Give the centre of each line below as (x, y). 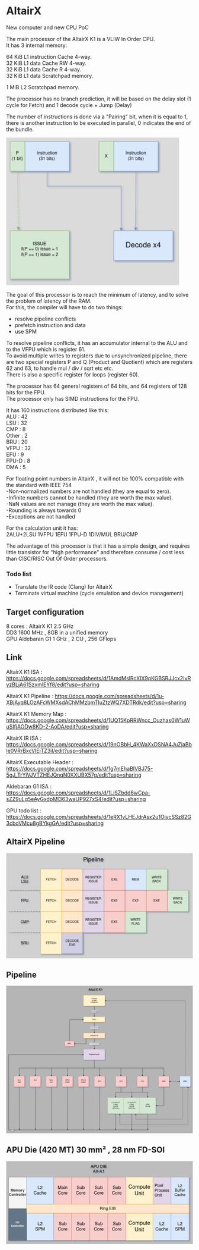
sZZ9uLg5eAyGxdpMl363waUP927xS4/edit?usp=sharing (76, 799)
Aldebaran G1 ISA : (29, 786)
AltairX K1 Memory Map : (36, 714)
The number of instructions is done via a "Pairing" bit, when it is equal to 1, (97, 117)
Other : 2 (17, 435)
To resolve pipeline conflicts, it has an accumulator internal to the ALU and (97, 343)
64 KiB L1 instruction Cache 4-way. (49, 56)
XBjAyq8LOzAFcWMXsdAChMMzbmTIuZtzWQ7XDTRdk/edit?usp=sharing (96, 702)
